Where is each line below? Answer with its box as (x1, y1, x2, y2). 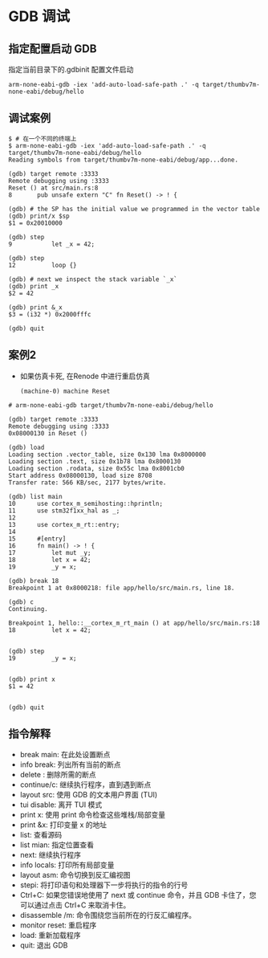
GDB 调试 (8, 7, 71, 26)
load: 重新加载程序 (19, 931, 82, 940)
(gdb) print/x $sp (8, 212, 70, 220)
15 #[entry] (8, 535, 67, 543)
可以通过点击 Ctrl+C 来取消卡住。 (19, 900, 131, 910)
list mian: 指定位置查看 (19, 840, 95, 850)
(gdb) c (8, 597, 35, 606)
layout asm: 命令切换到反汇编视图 (19, 870, 131, 880)
